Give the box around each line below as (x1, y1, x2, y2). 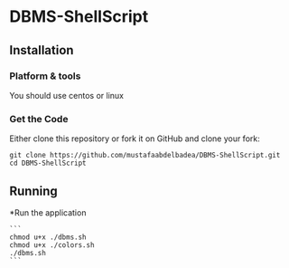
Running (9, 183, 59, 198)
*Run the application (9, 206, 87, 218)
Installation (9, 43, 74, 58)
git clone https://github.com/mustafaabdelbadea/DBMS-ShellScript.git (9, 151, 281, 160)
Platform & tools (9, 70, 81, 82)
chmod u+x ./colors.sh (9, 240, 95, 250)
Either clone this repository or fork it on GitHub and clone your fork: (9, 133, 260, 144)
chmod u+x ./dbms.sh (9, 233, 88, 242)
